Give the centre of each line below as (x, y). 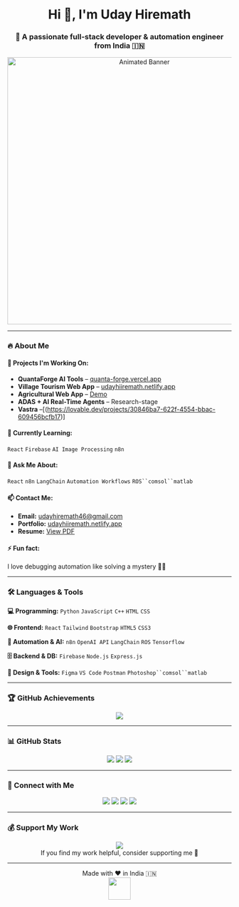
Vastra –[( (32, 409)
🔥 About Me (28, 346)
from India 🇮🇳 (119, 46)
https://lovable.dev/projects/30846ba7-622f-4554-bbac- (131, 409)
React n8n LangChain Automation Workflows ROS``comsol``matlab (100, 482)
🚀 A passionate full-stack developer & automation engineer (119, 37)
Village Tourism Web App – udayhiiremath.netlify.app (96, 386)
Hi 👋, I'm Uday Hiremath (119, 15)
